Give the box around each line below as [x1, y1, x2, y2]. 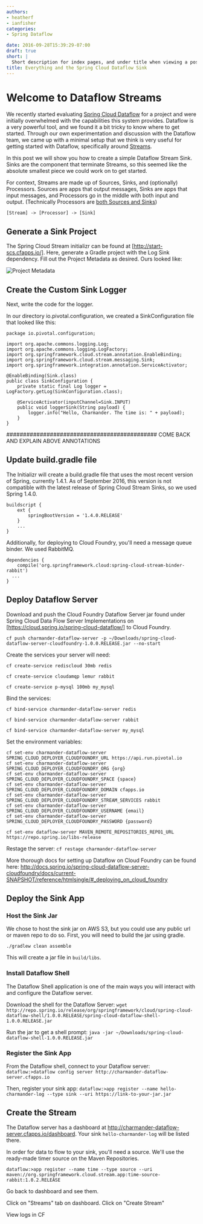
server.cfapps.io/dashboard [6, 1130, 76, 1137]
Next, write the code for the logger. [6, 300, 94, 308]
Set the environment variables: [6, 738, 83, 745]
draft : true [6, 48, 36, 54]
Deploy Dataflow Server [6, 595, 98, 605]
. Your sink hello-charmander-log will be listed [75, 1130, 189, 1137]
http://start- [134, 242, 163, 250]
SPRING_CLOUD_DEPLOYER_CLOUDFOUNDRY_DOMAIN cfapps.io [6, 786, 145, 792]
